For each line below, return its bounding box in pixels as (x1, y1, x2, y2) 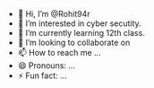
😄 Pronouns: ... (17, 60, 76, 71)
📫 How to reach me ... (17, 48, 101, 57)
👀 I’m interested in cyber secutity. (17, 18, 141, 29)
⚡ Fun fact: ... (17, 70, 67, 81)
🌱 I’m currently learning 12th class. (17, 28, 145, 38)
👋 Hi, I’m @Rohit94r (17, 9, 90, 19)
